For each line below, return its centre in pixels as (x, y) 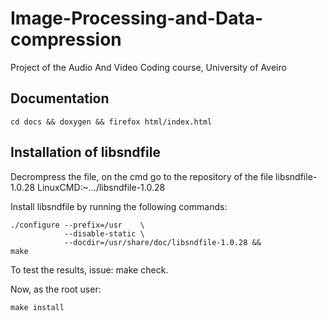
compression (66, 39)
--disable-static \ (104, 233)
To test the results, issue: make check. (89, 269)
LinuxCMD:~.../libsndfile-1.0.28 (101, 187)
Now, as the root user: (56, 289)
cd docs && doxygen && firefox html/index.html (111, 122)
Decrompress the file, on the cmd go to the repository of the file (142, 176)
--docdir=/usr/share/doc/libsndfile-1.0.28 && (162, 242)
